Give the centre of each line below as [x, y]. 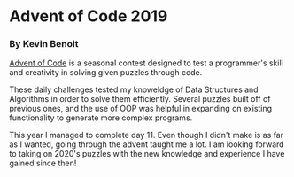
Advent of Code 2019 [89, 16]
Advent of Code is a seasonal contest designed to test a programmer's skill [146, 63]
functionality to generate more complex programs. [101, 118]
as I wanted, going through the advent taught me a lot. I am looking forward [147, 144]
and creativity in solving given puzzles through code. [106, 73]
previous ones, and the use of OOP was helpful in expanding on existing [141, 109]
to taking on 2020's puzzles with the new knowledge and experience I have [147, 154]
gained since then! [43, 163]
